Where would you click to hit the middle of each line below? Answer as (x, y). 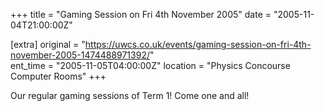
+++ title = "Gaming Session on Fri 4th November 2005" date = (141, 14)
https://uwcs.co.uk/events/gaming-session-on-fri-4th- (198, 44)
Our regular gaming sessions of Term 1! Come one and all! (130, 95)
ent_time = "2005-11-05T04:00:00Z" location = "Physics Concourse (150, 65)
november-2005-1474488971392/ (80, 55)
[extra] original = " (48, 44)
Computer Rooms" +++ (58, 76)
